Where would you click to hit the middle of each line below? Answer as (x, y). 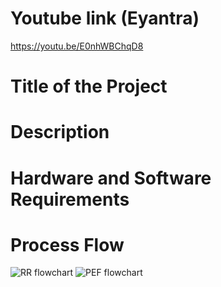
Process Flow (67, 244)
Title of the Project (89, 86)
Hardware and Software (111, 178)
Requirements (70, 199)
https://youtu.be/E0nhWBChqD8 (77, 46)
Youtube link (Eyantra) (105, 18)
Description (60, 132)
